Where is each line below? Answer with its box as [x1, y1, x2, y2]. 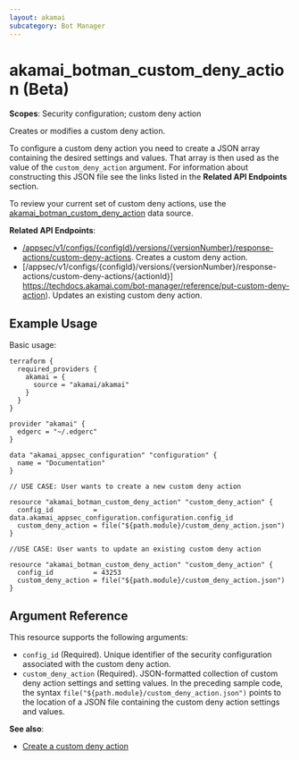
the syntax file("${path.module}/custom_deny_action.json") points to [21, 688, 281, 698]
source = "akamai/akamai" [32, 381, 129, 390]
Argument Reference [9, 608, 129, 623]
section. [9, 181, 39, 192]
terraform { [9, 357, 54, 367]
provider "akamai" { [9, 419, 87, 429]
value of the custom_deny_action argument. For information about [9, 162, 248, 173]
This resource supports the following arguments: [9, 632, 188, 643]
